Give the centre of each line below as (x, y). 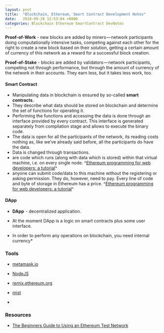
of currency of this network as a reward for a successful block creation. (78, 53)
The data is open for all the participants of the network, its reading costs (85, 137)
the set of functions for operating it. (48, 111)
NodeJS (20, 274)
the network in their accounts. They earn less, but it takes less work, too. (79, 73)
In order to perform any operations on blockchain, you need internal (81, 235)
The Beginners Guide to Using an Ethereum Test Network (70, 326)
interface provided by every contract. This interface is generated (78, 121)
